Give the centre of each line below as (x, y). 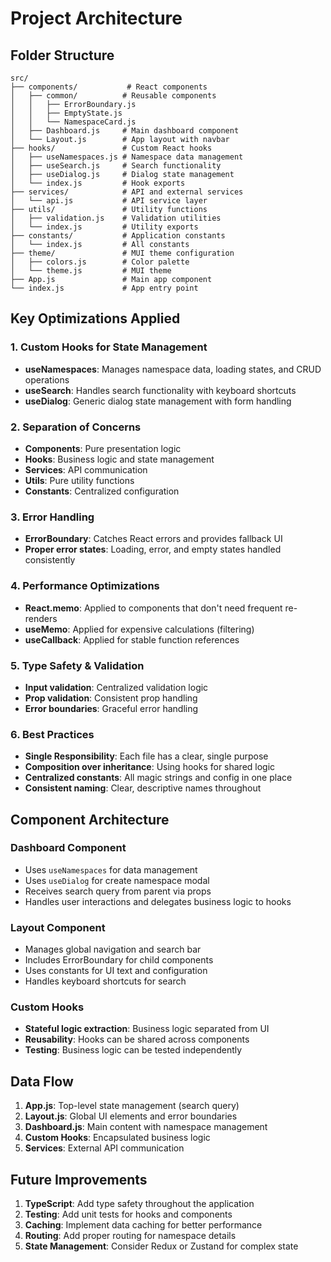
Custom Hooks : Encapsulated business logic (117, 1138)
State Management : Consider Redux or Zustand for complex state (161, 1246)
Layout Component (58, 927)
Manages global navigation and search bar (113, 949)
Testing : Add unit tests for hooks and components (128, 1214)
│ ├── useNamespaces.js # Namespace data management (127, 157)
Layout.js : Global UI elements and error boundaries (131, 1116)
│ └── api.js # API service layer (109, 201)
